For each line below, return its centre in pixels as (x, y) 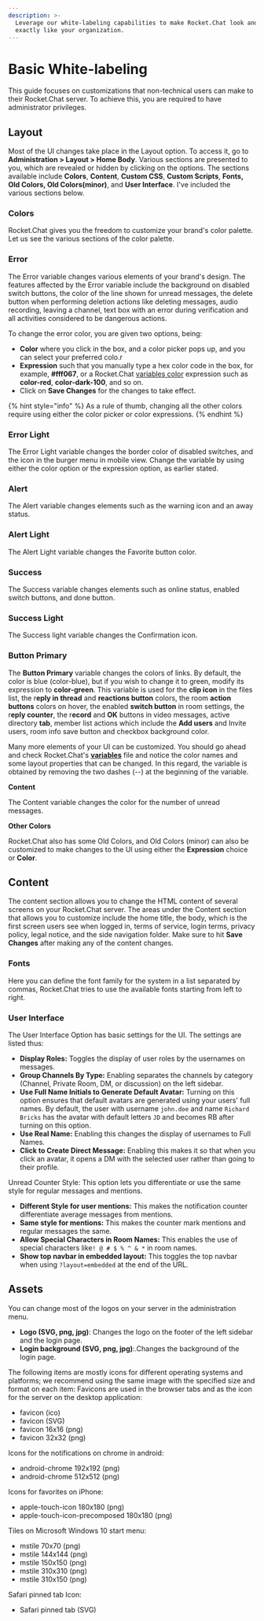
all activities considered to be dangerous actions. (88, 318)
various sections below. (46, 193)
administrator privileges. (48, 108)
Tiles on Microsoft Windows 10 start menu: (77, 1531)
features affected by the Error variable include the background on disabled (129, 285)
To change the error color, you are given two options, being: (105, 333)
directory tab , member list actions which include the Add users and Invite (127, 723)
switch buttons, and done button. (62, 597)
